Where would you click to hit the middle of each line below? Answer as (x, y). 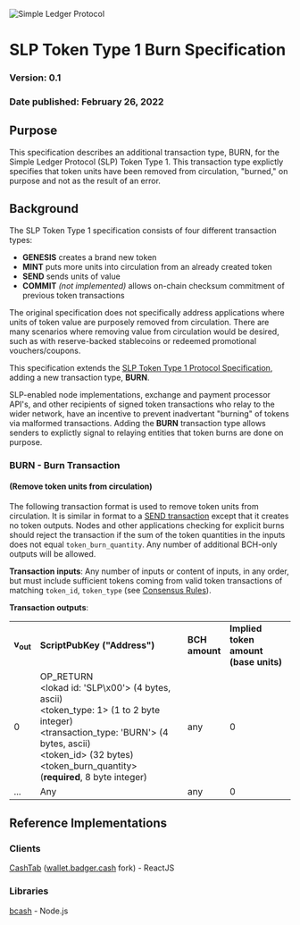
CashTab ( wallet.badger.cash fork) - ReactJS (92, 868)
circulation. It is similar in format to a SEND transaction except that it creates (149, 516)
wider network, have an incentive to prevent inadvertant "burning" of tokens (150, 413)
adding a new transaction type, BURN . (79, 377)
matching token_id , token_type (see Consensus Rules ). (110, 590)
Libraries (29, 891)
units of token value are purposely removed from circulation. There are (139, 322)
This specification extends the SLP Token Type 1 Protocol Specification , (141, 367)
